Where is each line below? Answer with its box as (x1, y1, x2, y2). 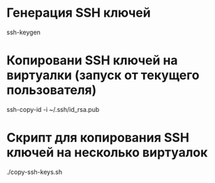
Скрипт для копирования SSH (6, 130, 190, 146)
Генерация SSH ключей (6, 5, 151, 21)
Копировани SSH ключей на (6, 52, 179, 68)
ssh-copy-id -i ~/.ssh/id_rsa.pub (6, 105, 100, 113)
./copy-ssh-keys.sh (6, 168, 63, 176)
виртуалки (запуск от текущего (6, 68, 200, 83)
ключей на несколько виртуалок (6, 145, 208, 161)
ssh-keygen (6, 28, 41, 36)
